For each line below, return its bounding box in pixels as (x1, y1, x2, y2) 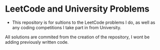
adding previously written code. (5, 39, 69, 45)
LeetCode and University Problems (5, 3, 150, 15)
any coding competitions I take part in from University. (12, 24, 121, 30)
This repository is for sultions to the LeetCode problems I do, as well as (12, 19, 155, 25)
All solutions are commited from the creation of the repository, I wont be (5, 34, 150, 40)
